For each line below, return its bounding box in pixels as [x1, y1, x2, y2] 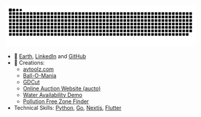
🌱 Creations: [13, 59, 45, 66]
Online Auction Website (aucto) [22, 84, 101, 92]
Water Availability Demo [22, 91, 82, 98]
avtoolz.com [22, 65, 54, 73]
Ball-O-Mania [22, 72, 57, 79]
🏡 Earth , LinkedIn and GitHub [13, 52, 87, 59]
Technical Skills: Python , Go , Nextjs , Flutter [13, 104, 122, 111]
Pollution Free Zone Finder [22, 98, 90, 105]
